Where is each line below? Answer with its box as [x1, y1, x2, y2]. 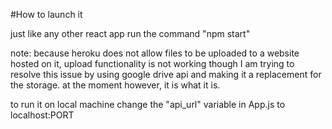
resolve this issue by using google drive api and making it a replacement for [10, 69, 322, 80]
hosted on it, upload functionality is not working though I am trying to [10, 58, 295, 69]
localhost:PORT [10, 109, 75, 121]
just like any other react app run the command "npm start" [10, 28, 251, 39]
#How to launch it [10, 9, 83, 20]
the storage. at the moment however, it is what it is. [10, 79, 221, 91]
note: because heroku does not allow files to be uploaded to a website [10, 47, 300, 59]
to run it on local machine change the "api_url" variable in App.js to [10, 99, 286, 110]
